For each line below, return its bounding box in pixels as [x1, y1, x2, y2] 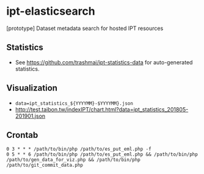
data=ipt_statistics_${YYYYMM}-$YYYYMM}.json [15, 100, 133, 107]
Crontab [6, 130, 38, 140]
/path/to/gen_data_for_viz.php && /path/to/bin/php [6, 157, 140, 163]
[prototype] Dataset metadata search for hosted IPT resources [6, 25, 164, 32]
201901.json [15, 112, 46, 119]
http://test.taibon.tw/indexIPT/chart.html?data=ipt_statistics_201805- [15, 105, 189, 113]
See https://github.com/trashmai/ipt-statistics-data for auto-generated [15, 58, 193, 66]
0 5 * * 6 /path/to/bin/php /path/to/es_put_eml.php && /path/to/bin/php [6, 151, 199, 157]
